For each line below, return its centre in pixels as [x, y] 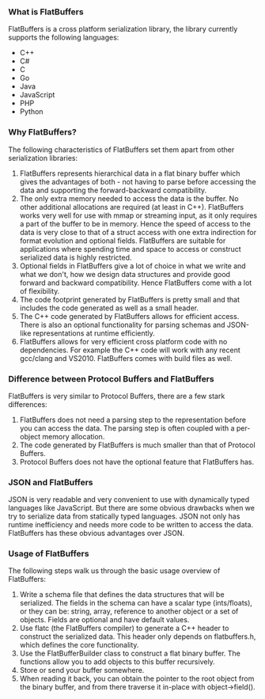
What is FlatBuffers [46, 12]
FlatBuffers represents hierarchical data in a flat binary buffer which [130, 173]
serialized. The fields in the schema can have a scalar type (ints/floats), [136, 603]
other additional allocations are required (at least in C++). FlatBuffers [131, 207]
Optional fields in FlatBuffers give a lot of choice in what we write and [133, 266]
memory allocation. [74, 436]
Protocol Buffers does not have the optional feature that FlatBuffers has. [137, 462]
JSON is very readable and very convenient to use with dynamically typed [129, 500]
